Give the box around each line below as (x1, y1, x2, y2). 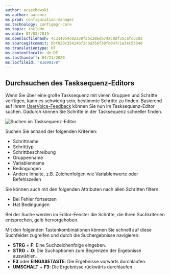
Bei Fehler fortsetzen (12, 196, 57, 202)
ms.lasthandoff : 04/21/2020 (5, 55, 65, 60)
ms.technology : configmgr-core (5, 21, 72, 27)
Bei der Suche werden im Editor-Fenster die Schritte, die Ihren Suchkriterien (5, 212, 165, 218)
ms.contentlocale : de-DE (5, 50, 58, 55)
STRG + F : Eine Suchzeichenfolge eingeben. (12, 242, 106, 248)
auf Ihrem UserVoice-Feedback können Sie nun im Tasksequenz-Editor (5, 103, 155, 109)
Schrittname (12, 139, 39, 145)
